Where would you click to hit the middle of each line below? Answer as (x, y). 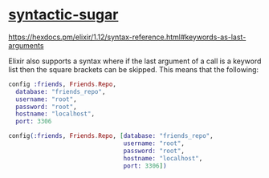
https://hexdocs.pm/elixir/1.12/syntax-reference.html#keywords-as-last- (127, 37)
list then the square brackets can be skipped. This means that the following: (134, 69)
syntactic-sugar (63, 15)
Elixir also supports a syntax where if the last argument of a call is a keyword (135, 61)
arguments (26, 45)
